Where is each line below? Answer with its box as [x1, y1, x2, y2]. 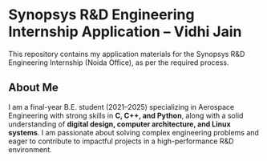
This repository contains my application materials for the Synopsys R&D [8, 49, 245, 58]
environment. [8, 144, 52, 154]
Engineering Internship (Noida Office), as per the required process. [8, 58, 229, 67]
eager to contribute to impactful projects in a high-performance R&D [8, 136, 234, 146]
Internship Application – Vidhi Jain [8, 22, 242, 41]
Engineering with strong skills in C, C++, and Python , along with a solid [8, 111, 244, 120]
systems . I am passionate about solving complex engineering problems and [8, 127, 259, 137]
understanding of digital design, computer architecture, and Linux [8, 119, 231, 129]
